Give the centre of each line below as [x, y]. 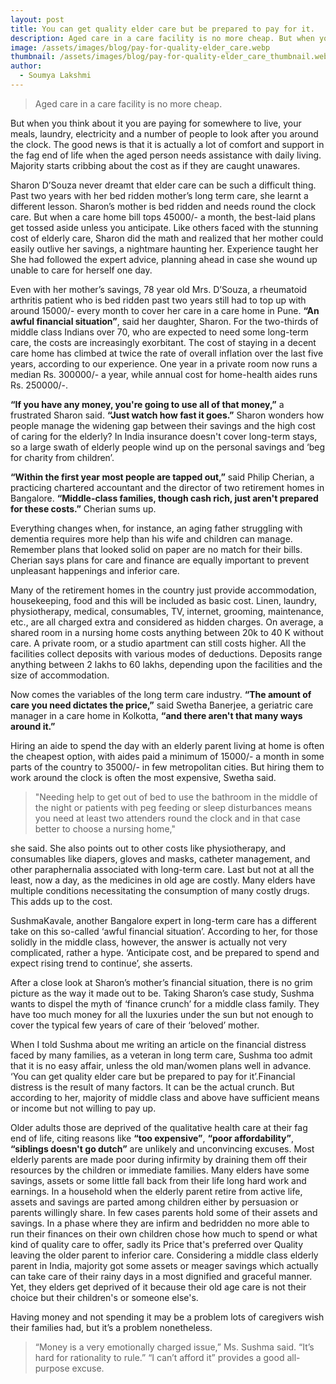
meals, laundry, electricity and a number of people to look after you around [164, 133]
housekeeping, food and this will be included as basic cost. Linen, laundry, [164, 600]
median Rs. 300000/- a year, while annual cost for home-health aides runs [164, 374]
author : [26, 66]
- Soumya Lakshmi [55, 76]
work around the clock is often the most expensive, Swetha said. [143, 777]
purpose [52, 1368]
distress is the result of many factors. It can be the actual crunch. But [152, 1087]
